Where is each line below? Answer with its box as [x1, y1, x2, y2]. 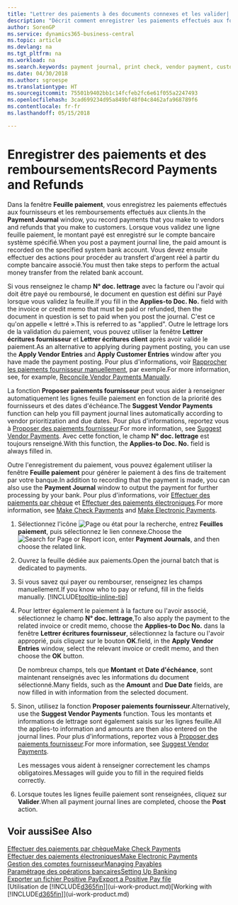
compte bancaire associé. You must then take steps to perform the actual [7, 260, 220, 269]
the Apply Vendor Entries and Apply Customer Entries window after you [7, 350, 222, 358]
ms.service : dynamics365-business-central [7, 30, 135, 38]
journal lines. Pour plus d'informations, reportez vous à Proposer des [17, 732, 219, 740]
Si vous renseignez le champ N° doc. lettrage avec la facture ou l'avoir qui [7, 282, 225, 290]
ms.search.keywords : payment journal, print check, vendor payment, [7, 63, 214, 70]
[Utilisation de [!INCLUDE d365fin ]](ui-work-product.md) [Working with [7, 882, 212, 891]
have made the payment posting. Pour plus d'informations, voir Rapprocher [7, 357, 227, 366]
